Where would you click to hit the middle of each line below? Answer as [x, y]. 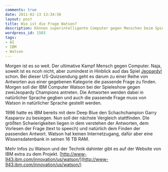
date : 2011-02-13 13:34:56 [33, 14]
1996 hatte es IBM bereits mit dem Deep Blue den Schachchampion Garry [81, 112]
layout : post [19, 19]
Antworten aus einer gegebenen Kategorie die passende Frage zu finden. [81, 82]
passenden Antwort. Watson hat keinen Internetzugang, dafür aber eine [79, 134]
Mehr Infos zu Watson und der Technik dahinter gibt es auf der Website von [83, 149]
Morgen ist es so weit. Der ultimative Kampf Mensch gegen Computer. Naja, [83, 66]
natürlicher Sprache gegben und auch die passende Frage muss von [76, 97]
